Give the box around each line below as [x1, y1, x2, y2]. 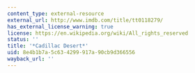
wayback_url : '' [7, 56, 54, 63]
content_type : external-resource [7, 10, 104, 17]
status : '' [7, 36, 39, 43]
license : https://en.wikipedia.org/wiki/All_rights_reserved [7, 29, 189, 37]
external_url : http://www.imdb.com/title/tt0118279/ [7, 17, 164, 24]
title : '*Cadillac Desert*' [7, 42, 89, 49]
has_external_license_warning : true [7, 23, 114, 30]
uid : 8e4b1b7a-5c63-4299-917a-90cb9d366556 [7, 49, 136, 56]
